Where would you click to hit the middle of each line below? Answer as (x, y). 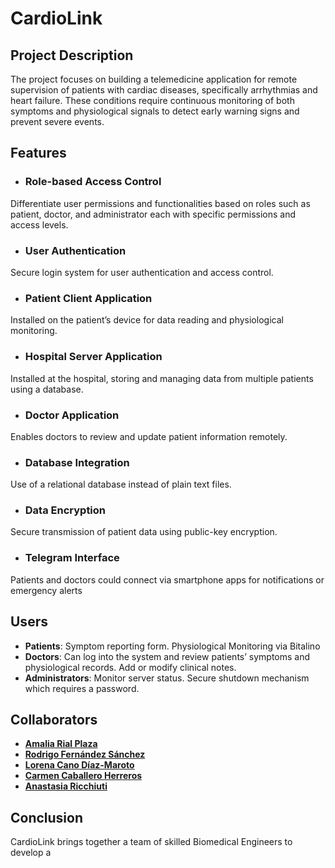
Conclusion (47, 817)
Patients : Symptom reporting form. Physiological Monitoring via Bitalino (172, 646)
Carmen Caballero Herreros (83, 776)
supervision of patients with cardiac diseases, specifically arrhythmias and (164, 90)
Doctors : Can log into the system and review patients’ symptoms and (167, 656)
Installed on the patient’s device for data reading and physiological (147, 320)
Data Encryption (65, 510)
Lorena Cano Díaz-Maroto (79, 765)
